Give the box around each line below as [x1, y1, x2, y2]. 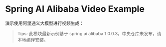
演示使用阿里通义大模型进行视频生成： [5, 20, 84, 26]
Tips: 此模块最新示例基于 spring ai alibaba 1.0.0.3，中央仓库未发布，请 [17, 30, 162, 36]
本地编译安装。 [17, 37, 48, 43]
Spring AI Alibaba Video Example [5, 3, 145, 15]
